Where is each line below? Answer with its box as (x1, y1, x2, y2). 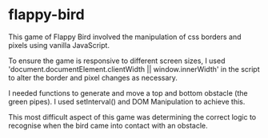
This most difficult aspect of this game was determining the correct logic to (8, 112, 257, 121)
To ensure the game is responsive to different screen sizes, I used (8, 56, 226, 65)
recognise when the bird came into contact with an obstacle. (8, 120, 208, 130)
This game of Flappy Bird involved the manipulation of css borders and (8, 32, 242, 41)
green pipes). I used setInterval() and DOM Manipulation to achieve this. (8, 97, 246, 106)
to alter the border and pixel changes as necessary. (8, 73, 178, 82)
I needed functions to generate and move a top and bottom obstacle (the (8, 88, 248, 97)
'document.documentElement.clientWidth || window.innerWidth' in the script (8, 64, 260, 73)
